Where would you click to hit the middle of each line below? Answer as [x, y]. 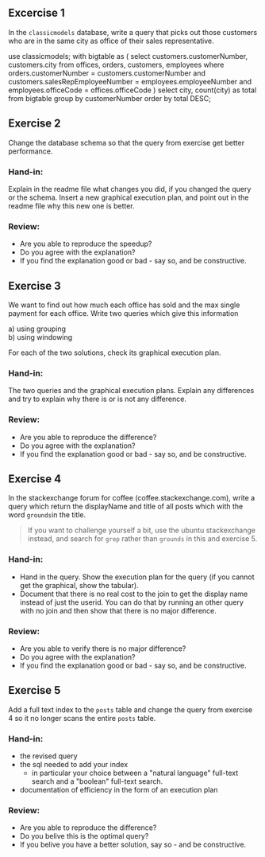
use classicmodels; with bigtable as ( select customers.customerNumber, [128, 56]
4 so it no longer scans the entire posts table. [82, 718]
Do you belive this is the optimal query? [84, 836]
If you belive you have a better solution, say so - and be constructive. [133, 845]
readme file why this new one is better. [71, 205]
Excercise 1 [36, 13]
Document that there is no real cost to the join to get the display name [134, 594]
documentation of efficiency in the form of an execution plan [119, 790]
